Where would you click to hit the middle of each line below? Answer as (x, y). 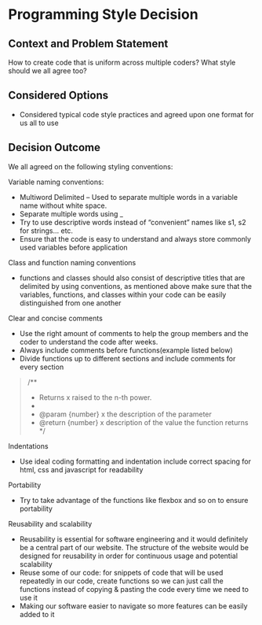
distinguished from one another (70, 303)
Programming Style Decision (103, 15)
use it (28, 597)
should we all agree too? (48, 71)
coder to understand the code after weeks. (89, 342)
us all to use (39, 123)
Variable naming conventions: (56, 182)
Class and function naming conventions (72, 262)
